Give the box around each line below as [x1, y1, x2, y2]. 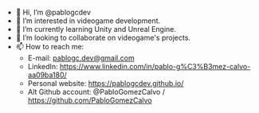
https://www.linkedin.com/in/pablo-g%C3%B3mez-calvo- [59, 62, 251, 71]
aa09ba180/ [27, 70, 68, 80]
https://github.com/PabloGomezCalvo [27, 95, 153, 105]
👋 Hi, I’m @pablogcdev [15, 8, 92, 17]
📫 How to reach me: [15, 42, 84, 51]
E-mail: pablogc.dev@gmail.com [27, 53, 135, 63]
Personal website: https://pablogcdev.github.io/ [27, 79, 184, 88]
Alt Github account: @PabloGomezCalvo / [27, 88, 166, 96]
